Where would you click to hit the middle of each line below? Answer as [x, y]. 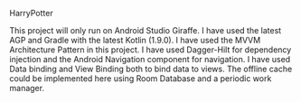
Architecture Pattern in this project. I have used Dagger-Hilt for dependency [150, 50]
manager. [27, 88]
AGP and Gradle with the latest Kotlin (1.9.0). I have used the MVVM [135, 40]
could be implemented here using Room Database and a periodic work [141, 79]
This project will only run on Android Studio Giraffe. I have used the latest [146, 30]
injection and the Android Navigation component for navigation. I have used [150, 59]
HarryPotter [31, 13]
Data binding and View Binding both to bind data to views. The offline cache [151, 69]
